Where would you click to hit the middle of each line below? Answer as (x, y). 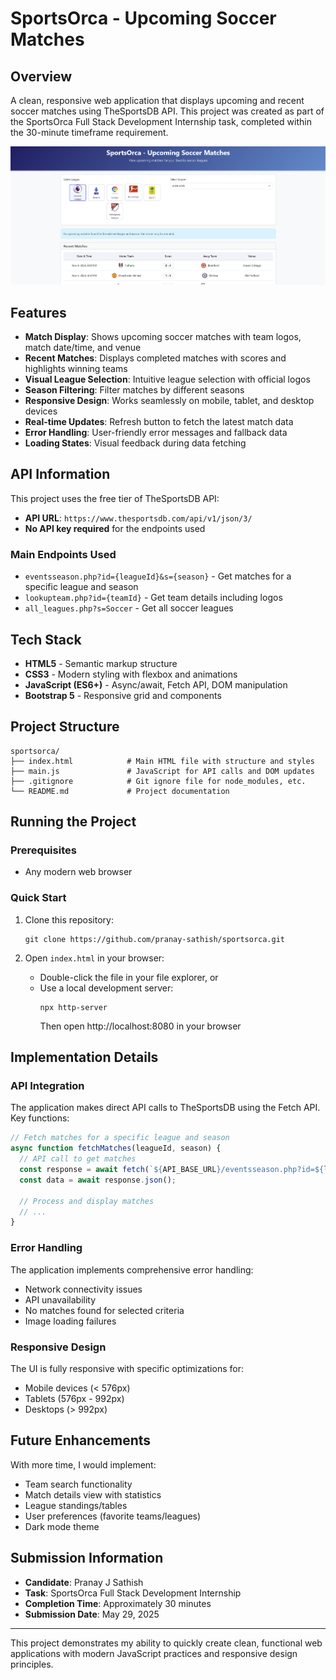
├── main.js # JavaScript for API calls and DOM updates (162, 771)
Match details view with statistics (93, 1494)
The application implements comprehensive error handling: (132, 1269)
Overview (41, 76)
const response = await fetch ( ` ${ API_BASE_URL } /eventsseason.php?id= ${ (172, 1170)
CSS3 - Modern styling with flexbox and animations (131, 674)
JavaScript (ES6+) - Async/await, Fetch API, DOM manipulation (156, 684)
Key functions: (40, 1118)
